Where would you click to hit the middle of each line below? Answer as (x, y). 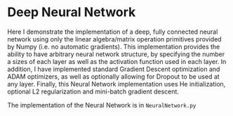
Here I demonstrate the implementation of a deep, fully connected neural (113, 32)
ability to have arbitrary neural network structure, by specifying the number (116, 54)
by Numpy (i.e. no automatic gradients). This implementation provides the (114, 46)
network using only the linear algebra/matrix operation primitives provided (115, 39)
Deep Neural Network (72, 12)
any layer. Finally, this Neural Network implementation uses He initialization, (116, 84)
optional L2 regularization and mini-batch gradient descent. (93, 91)
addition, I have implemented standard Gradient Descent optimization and (114, 69)
